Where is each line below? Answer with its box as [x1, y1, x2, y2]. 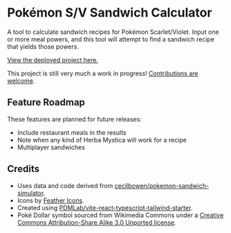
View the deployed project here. [7, 55, 99, 64]
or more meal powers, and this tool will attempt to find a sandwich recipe [7, 35, 215, 43]
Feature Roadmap [7, 97, 85, 109]
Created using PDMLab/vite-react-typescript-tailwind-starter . [17, 203, 193, 212]
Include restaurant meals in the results [17, 128, 127, 136]
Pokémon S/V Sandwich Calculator [7, 5, 212, 21]
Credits [7, 163, 40, 175]
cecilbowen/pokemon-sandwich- [114, 181, 210, 189]
